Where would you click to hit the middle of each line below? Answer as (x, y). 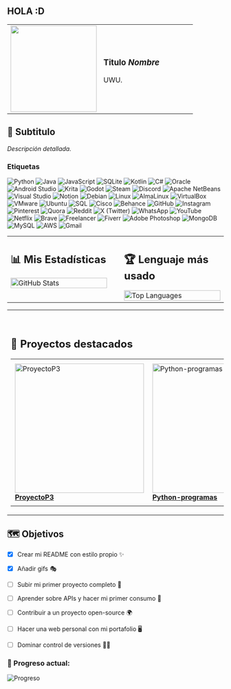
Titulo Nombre (132, 63)
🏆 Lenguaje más (166, 259)
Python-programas (185, 497)
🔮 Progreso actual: (38, 663)
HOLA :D (26, 11)
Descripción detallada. (40, 148)
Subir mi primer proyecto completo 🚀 (69, 584)
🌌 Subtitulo (31, 132)
